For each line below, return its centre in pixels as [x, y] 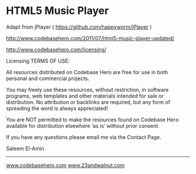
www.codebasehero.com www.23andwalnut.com [65, 165]
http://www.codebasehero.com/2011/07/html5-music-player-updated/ [90, 38]
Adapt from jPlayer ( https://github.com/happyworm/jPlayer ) [79, 27]
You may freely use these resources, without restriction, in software [87, 89]
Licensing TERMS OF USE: [38, 61]
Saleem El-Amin [25, 148]
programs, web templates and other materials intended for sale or [85, 96]
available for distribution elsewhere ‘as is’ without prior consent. [83, 126]
